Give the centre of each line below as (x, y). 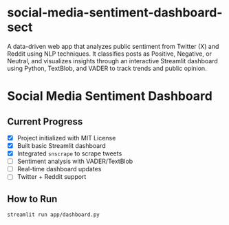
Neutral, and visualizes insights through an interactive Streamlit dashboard (112, 61)
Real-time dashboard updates (59, 169)
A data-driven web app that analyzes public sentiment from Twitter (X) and (113, 46)
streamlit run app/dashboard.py (53, 215)
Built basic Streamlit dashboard (62, 146)
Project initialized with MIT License (66, 138)
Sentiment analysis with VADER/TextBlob (75, 161)
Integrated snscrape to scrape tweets (69, 153)
